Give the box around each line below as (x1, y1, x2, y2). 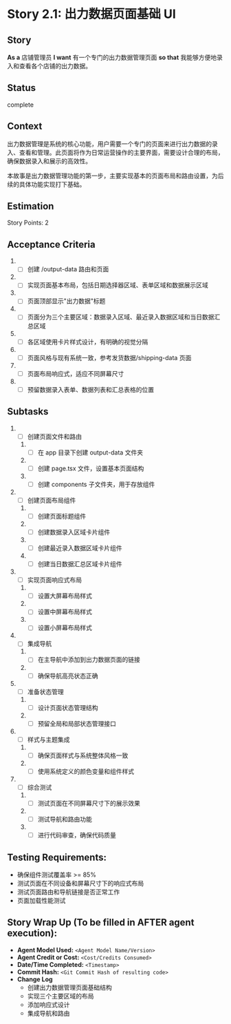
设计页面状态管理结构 (37, 703, 98, 711)
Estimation (7, 200, 54, 212)
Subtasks (7, 406, 49, 417)
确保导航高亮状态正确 (37, 671, 98, 680)
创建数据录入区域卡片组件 (37, 527, 111, 536)
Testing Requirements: (7, 851, 107, 863)
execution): (7, 928, 58, 939)
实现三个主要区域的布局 (27, 992, 94, 1000)
